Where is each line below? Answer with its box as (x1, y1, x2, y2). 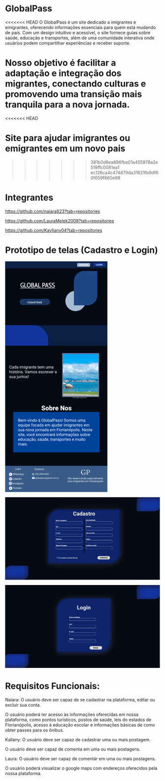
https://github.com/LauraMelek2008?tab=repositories (5, 218, 114, 223)
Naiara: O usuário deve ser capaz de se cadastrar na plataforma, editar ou (5, 697, 156, 703)
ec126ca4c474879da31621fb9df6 (90, 169, 159, 175)
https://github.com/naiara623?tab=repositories (5, 208, 100, 214)
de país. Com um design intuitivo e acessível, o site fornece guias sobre (5, 29, 151, 35)
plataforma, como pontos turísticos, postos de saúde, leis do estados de (5, 717, 151, 723)
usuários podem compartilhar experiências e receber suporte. (5, 40, 131, 46)
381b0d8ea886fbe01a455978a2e (90, 159, 158, 165)
